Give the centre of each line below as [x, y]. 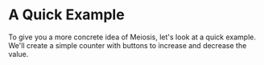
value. [19, 54]
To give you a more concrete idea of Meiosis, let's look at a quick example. [132, 37]
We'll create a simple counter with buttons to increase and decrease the [128, 45]
